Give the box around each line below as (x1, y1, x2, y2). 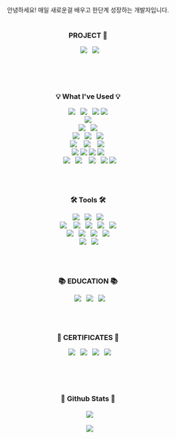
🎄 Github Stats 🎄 (61, 394, 115, 403)
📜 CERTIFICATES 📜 (57, 333, 119, 343)
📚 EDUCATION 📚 (58, 276, 118, 286)
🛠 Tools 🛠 (70, 195, 106, 204)
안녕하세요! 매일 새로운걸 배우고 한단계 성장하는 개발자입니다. (7, 6, 169, 14)
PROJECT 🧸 (68, 30, 108, 40)
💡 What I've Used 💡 (55, 92, 121, 101)
